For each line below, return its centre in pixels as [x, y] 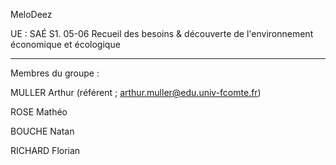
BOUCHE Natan [42, 131]
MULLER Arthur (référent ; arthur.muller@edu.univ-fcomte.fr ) [136, 92]
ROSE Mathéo [39, 112]
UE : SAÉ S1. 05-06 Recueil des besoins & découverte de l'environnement [162, 33]
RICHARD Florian [45, 150]
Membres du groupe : [55, 73]
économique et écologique [65, 44]
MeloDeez [31, 14]
